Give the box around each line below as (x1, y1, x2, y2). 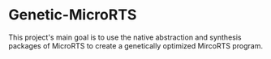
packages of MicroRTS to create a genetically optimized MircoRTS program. (8, 40, 264, 50)
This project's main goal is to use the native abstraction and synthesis (8, 32, 242, 42)
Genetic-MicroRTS (8, 6, 137, 24)
